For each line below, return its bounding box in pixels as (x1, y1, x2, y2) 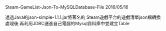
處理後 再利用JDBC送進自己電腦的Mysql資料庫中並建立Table (5, 21, 130, 26)
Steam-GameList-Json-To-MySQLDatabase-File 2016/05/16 (5, 4, 128, 10)
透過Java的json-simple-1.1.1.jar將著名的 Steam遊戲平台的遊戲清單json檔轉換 (5, 14, 161, 20)
